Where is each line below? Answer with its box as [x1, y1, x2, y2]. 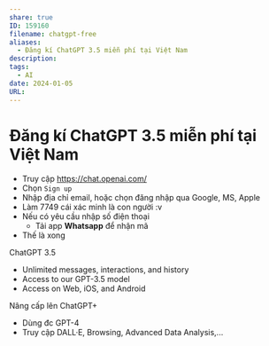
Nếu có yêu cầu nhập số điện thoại [21, 211, 150, 222]
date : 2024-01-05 [9, 79, 73, 88]
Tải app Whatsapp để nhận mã [35, 221, 149, 232]
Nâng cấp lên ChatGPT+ [9, 301, 98, 311]
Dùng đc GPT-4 [21, 318, 80, 328]
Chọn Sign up [21, 183, 73, 193]
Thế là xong [21, 230, 65, 240]
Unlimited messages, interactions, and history [21, 264, 189, 275]
